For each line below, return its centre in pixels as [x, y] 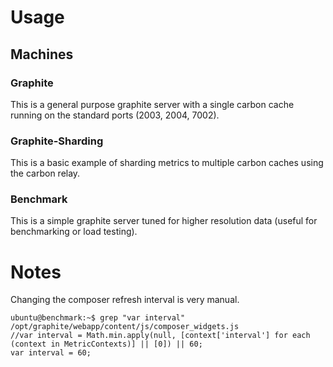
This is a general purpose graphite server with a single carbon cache [152, 104]
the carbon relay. [45, 173]
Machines [42, 54]
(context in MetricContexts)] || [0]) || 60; [106, 344]
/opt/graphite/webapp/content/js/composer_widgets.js [125, 327]
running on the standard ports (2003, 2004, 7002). [115, 115]
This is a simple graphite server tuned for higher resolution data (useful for [164, 221]
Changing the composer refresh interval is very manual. [125, 300]
